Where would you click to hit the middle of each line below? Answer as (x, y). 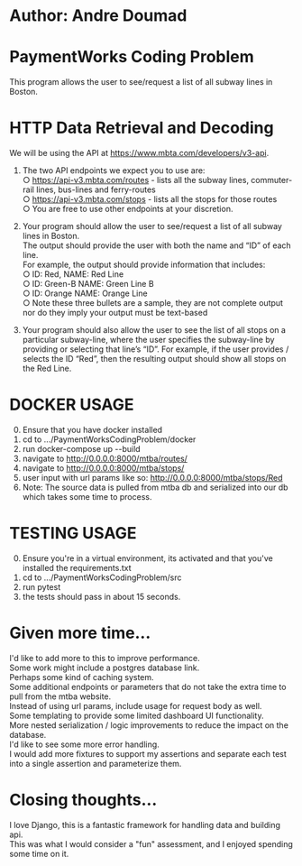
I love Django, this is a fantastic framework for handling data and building (145, 825)
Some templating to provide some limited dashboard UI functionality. (137, 715)
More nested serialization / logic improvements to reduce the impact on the (149, 725)
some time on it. (39, 853)
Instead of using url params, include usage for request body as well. (136, 705)
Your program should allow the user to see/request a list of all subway (152, 226)
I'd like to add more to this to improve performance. (105, 658)
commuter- (272, 180)
